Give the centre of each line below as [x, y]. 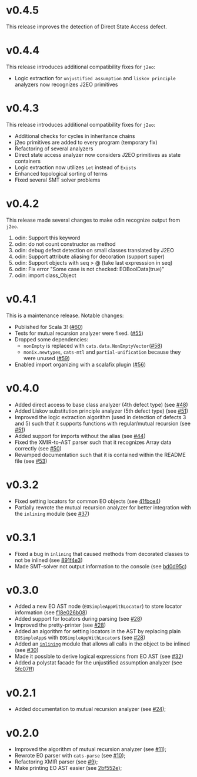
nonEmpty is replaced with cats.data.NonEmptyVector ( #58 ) [93, 345]
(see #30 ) [27, 650]
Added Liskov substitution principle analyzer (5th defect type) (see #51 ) [101, 411]
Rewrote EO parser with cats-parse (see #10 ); [70, 756]
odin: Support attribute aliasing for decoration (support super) [89, 256]
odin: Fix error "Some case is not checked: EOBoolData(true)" [89, 269]
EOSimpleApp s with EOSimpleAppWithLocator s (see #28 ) [80, 638]
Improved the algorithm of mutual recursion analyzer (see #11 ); [90, 749]
